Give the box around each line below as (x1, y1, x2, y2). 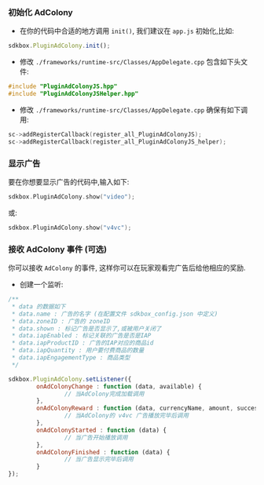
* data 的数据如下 (11, 302, 66, 311)
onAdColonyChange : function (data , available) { (36, 382, 202, 390)
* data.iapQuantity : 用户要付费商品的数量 (11, 347, 145, 355)
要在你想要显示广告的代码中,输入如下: (8, 177, 130, 186)
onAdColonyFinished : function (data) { (36, 448, 170, 456)
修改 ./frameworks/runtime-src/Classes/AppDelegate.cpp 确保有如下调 (19, 104, 248, 115)
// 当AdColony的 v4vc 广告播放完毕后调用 (64, 412, 189, 420)
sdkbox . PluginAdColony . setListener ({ (8, 375, 132, 383)
